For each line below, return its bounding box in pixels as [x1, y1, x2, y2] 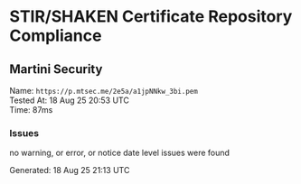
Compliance [9, 25, 102, 46]
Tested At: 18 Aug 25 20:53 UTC [9, 95, 129, 106]
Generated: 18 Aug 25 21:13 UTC [9, 165, 130, 176]
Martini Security [9, 61, 103, 77]
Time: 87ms [9, 105, 53, 115]
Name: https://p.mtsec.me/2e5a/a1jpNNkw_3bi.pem [9, 86, 199, 96]
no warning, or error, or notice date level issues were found [9, 147, 230, 159]
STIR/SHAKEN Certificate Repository [9, 6, 293, 27]
